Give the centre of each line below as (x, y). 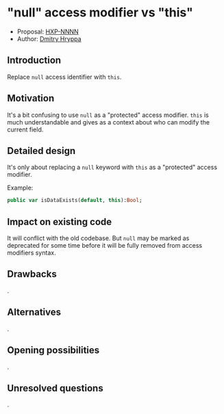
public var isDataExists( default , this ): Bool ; (75, 200)
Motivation (31, 98)
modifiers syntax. (32, 253)
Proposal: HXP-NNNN (48, 31)
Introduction (34, 61)
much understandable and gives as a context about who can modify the (109, 122)
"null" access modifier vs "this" (100, 13)
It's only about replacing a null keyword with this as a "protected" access (112, 167)
